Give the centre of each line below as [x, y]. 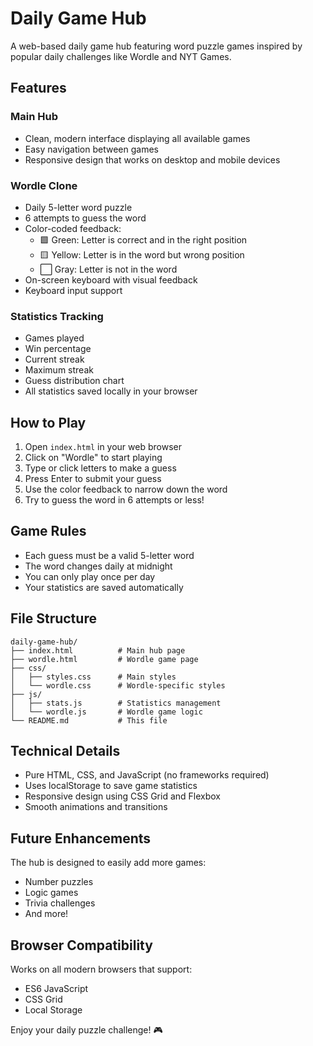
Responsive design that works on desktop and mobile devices [152, 159]
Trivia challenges [60, 903]
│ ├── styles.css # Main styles [93, 677]
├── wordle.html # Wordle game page [104, 659]
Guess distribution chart [74, 381]
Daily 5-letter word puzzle [78, 207]
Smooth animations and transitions [96, 807]
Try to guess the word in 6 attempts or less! [114, 500]
